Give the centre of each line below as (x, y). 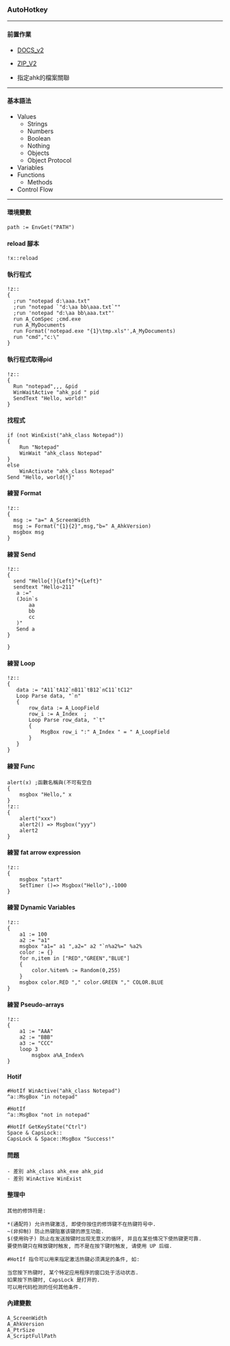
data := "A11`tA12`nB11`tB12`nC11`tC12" (75, 690)
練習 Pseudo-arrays (36, 1004)
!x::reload (23, 259)
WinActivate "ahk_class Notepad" (67, 471)
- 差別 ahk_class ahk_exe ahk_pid (55, 1171)
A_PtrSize (21, 1330)
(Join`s (27, 599)
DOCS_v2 (30, 50)
